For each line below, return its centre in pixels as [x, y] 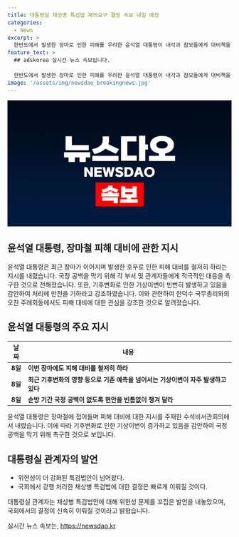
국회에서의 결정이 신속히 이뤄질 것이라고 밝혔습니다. [79, 511]
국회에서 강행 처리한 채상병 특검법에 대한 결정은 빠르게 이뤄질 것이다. [112, 487]
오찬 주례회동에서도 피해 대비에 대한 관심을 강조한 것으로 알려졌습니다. [104, 302]
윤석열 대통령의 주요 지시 [58, 327]
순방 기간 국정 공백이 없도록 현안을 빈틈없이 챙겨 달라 [101, 399]
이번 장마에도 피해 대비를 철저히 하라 [78, 368]
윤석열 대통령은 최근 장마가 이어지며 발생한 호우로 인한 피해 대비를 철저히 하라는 [117, 267]
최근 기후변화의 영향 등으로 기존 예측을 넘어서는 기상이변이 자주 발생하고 [127, 379]
